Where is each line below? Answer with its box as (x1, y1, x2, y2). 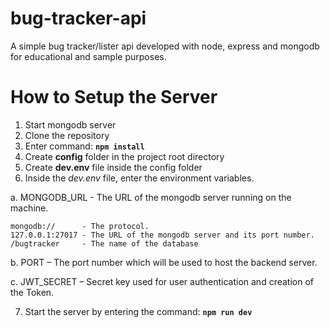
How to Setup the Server (10, 86, 218, 109)
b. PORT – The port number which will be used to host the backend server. (10, 256, 318, 268)
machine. (10, 202, 49, 214)
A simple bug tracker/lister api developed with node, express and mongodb (10, 40, 320, 52)
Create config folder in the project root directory (24, 150, 225, 162)
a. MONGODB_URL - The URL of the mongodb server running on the (10, 191, 292, 203)
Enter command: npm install (24, 140, 145, 152)
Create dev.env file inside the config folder (24, 161, 203, 173)
